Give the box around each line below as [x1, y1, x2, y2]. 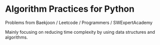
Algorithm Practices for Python [5, 3, 135, 15]
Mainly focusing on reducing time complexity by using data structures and [5, 29, 156, 35]
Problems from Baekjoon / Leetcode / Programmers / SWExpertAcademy [5, 20, 153, 25]
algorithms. [5, 34, 28, 40]
